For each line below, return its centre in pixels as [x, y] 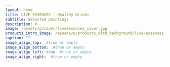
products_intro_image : [29, 33]
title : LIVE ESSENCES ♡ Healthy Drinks [47, 15]
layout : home [19, 10]
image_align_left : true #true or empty [49, 52]
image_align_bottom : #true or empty [45, 47]
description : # [21, 24]
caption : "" [18, 38]
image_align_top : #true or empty [42, 43]
